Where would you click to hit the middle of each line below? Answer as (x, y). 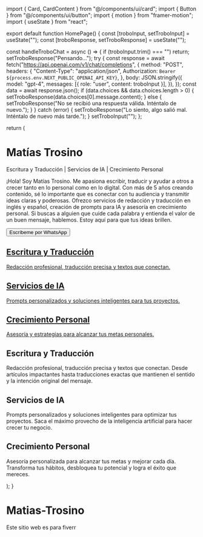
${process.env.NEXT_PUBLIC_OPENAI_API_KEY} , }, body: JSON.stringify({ (95, 77)
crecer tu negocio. (29, 427)
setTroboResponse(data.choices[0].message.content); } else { (84, 97)
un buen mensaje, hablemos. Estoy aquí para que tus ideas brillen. (89, 220)
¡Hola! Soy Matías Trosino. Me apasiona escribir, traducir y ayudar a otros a (100, 181)
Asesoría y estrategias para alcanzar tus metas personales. (80, 334)
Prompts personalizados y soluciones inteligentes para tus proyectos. (93, 301)
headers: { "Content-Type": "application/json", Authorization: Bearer (91, 71)
